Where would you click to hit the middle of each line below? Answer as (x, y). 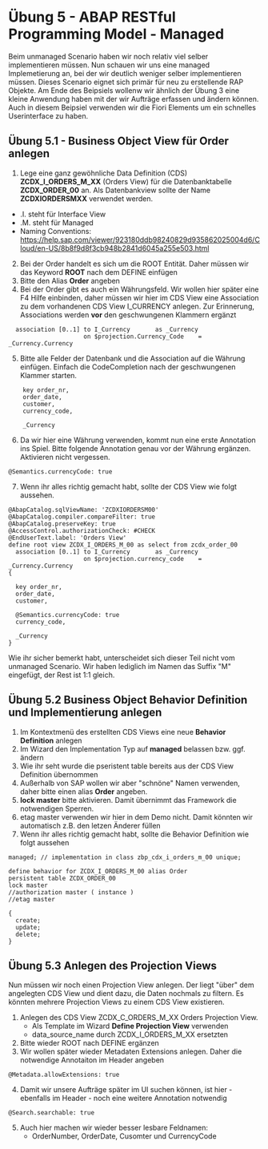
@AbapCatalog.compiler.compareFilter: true (82, 517)
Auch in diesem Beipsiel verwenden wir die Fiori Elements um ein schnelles (132, 107)
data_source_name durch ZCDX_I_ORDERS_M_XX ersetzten (130, 1034)
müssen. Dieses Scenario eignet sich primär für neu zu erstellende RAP (126, 82)
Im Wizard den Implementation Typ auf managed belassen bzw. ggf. (132, 748)
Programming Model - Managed (116, 34)
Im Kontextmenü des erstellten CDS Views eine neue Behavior (123, 732)
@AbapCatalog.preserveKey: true (62, 524)
